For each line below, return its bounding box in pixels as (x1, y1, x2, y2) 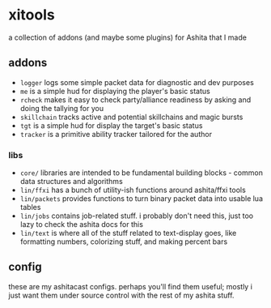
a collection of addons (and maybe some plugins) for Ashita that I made (8, 32, 247, 42)
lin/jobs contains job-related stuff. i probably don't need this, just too (19, 211, 254, 220)
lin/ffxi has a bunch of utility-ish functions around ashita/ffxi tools (19, 185, 247, 195)
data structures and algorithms (19, 177, 123, 186)
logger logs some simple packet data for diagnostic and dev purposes (19, 77, 255, 87)
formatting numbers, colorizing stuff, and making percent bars (19, 237, 228, 246)
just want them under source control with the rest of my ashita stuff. (8, 290, 235, 300)
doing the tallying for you (19, 103, 104, 113)
